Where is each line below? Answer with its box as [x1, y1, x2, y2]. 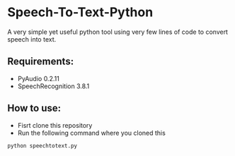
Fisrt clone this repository [17, 121, 93, 129]
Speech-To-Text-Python [7, 4, 154, 20]
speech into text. [7, 35, 57, 43]
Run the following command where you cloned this [17, 128, 166, 137]
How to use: [7, 102, 62, 114]
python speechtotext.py [7, 142, 78, 149]
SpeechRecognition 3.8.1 [17, 82, 90, 90]
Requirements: [7, 56, 74, 68]
